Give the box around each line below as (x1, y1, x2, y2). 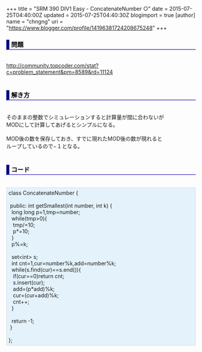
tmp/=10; (13, 221, 35, 228)
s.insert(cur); (13, 278, 45, 286)
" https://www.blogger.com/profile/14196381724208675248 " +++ (6, 24, 167, 31)
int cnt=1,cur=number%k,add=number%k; (11, 259, 116, 267)
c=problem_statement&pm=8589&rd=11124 (6, 69, 113, 76)
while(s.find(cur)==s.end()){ (11, 266, 81, 273)
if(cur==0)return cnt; (13, 272, 65, 280)
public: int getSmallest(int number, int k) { (10, 202, 112, 209)
